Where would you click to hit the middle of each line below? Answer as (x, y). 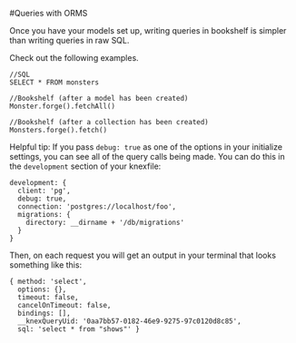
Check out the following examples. (74, 58)
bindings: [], (44, 313)
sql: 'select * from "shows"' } (79, 329)
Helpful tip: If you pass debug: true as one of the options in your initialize (146, 147)
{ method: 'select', (49, 281)
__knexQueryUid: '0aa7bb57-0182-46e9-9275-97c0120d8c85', (130, 321)
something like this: (46, 265)
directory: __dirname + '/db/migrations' (105, 222)
